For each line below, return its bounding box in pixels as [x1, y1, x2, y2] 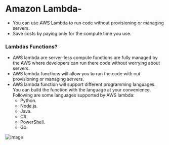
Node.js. [20, 103, 38, 109]
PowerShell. [20, 119, 46, 125]
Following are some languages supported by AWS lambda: [12, 92, 135, 99]
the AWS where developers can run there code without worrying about [12, 60, 160, 66]
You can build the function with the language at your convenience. [12, 87, 151, 93]
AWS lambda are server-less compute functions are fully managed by [12, 55, 158, 61]
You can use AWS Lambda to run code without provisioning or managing [12, 20, 164, 26]
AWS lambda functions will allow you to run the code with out [12, 71, 141, 77]
